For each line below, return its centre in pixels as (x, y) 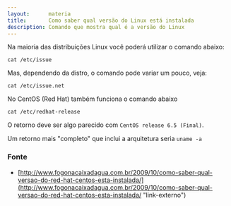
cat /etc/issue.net (36, 86)
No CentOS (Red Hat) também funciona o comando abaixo (93, 99)
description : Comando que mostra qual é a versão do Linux (96, 27)
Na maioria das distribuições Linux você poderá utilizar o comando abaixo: (116, 47)
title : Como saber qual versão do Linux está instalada (101, 20)
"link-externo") (165, 195)
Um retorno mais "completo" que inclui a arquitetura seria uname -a (105, 139)
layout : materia (39, 14)
